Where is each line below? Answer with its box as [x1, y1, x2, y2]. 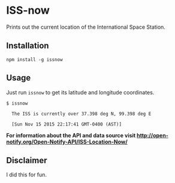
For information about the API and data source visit [6, 132, 136, 139]
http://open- [137, 132, 169, 139]
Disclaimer [6, 155, 47, 165]
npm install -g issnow [6, 56, 63, 63]
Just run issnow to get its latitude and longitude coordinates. [6, 89, 155, 96]
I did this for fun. [6, 171, 47, 178]
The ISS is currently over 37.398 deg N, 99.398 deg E [11, 111, 152, 117]
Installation [6, 41, 49, 51]
